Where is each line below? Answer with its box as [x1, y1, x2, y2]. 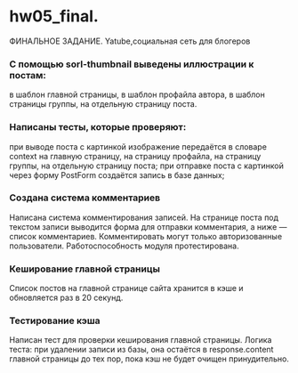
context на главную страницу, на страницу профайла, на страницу [9, 150, 262, 161]
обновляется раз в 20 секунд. [9, 292, 124, 304]
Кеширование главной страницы [9, 263, 160, 275]
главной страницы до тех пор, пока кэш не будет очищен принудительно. [9, 353, 289, 364]
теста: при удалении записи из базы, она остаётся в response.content [9, 345, 274, 355]
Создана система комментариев [9, 191, 161, 204]
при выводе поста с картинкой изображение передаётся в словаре [9, 141, 267, 152]
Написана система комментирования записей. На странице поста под [9, 212, 278, 223]
